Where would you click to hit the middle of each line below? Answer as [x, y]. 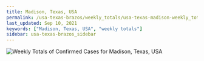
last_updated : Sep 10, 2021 [42, 23]
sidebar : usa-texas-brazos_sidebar [51, 34]
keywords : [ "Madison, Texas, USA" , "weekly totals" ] [74, 29]
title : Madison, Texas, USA [42, 12]
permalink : [20, 18]
